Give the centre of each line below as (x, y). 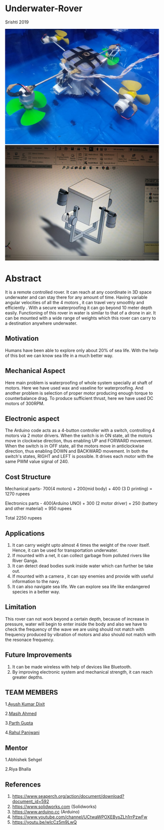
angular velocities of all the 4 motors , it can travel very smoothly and (74, 302)
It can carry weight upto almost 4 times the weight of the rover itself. (81, 545)
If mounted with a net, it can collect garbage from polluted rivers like (81, 555)
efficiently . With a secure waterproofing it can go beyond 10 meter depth (79, 308)
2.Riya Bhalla (18, 769)
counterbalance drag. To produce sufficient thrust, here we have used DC (79, 398)
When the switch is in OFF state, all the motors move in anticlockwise (75, 446)
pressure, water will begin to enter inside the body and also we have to (76, 624)
